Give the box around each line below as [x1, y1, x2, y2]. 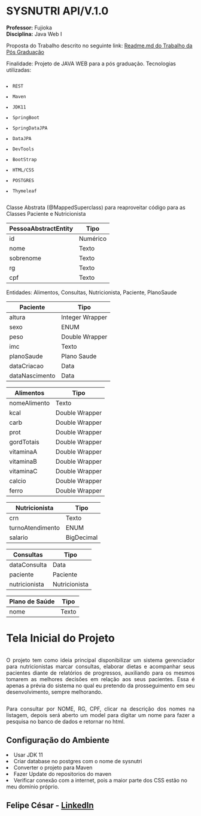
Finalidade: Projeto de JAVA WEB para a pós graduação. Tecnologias [6, 60, 176, 67]
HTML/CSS [12, 167, 35, 173]
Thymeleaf [12, 188, 37, 194]
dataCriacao [9, 361, 44, 370]
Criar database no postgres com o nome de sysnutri [14, 757, 142, 764]
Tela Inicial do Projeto [6, 631, 115, 645]
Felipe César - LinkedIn [6, 800, 94, 811]
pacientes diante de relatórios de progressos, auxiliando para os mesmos [6, 669, 195, 676]
